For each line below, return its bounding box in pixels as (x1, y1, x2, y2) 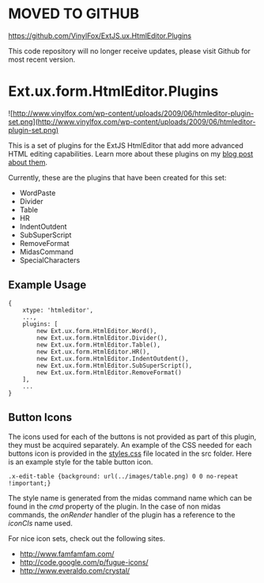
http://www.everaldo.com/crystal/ (19, 566, 130, 575)
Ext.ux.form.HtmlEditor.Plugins (8, 82, 219, 100)
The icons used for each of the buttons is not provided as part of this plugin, (8, 432, 257, 441)
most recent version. (8, 55, 76, 64)
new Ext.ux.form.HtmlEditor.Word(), (36, 327, 157, 335)
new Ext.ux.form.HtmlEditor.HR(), (36, 347, 150, 356)
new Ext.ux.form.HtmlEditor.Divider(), (36, 334, 168, 342)
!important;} (8, 479, 51, 487)
